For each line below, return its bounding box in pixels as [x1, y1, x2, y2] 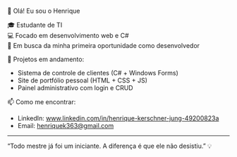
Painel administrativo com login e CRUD [17, 84, 133, 92]
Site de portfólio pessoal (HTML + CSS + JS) [17, 76, 148, 84]
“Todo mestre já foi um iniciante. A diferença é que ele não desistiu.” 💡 [7, 142, 212, 150]
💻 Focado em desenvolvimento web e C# [7, 32, 129, 39]
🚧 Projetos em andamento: [7, 55, 85, 63]
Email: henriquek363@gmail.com [17, 122, 114, 130]
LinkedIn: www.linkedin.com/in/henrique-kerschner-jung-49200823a [17, 114, 219, 123]
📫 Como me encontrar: [7, 98, 76, 106]
